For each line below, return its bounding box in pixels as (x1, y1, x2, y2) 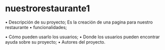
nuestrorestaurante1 (5, 3, 90, 14)
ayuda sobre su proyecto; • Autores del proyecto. (5, 39, 106, 45)
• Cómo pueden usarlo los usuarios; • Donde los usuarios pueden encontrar (5, 34, 160, 40)
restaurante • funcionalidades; (5, 24, 67, 30)
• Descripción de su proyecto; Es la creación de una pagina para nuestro (5, 19, 153, 25)
